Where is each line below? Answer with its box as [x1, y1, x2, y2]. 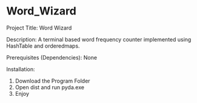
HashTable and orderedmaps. [6, 42, 80, 49]
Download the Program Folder [15, 77, 90, 84]
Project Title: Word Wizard [6, 24, 72, 31]
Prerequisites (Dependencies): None [6, 54, 98, 61]
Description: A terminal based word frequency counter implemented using [6, 36, 192, 43]
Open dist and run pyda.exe [15, 83, 85, 91]
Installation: [6, 65, 35, 73]
